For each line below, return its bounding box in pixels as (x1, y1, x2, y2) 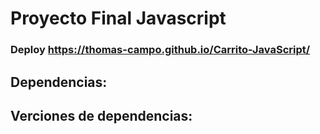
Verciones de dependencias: (10, 107, 193, 124)
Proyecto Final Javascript (10, 7, 227, 30)
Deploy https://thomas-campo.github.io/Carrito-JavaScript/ (10, 43, 311, 57)
